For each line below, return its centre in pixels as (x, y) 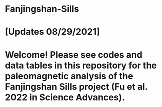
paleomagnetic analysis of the (69, 76)
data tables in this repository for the (81, 65)
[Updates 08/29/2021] (53, 32)
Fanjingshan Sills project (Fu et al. (76, 87)
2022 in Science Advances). (65, 97)
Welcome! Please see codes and (74, 55)
